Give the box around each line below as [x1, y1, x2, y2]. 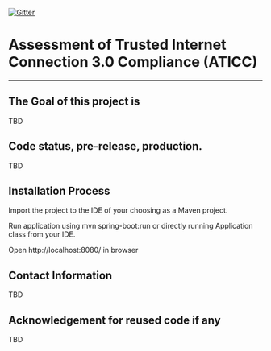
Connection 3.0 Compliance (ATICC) [8, 53, 258, 72]
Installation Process [8, 184, 110, 197]
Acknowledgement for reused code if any [8, 313, 221, 327]
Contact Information [8, 268, 113, 282]
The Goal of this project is [8, 95, 140, 109]
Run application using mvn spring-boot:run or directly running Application [8, 221, 253, 231]
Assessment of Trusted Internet [8, 36, 227, 54]
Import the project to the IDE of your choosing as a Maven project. [8, 205, 228, 215]
